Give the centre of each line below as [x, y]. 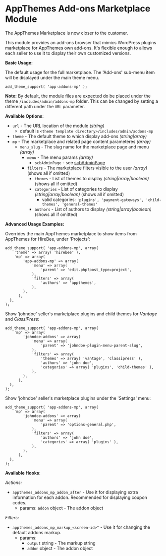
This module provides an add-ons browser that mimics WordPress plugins [81, 42]
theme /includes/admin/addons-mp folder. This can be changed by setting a [82, 101]
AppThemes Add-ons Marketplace [78, 9]
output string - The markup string [61, 543]
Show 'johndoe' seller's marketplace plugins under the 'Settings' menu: [78, 398]
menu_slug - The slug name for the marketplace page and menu [84, 146]
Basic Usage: [19, 63]
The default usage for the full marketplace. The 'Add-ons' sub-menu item [80, 72]
